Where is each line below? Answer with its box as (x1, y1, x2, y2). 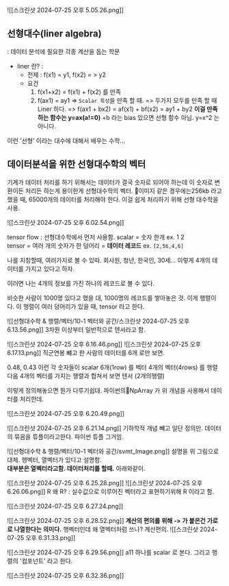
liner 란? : (16, 62, 44, 70)
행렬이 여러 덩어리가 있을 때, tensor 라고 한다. (23, 302, 145, 310)
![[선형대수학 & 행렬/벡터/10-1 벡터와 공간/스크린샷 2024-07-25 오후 (7, 317, 190, 325)
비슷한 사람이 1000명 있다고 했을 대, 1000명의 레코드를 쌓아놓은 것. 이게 (7, 293, 198, 302)
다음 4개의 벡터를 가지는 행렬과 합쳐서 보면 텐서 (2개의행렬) (7, 371, 165, 380)
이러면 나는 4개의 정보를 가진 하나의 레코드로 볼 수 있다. (7, 279, 155, 287)
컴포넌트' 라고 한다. (21, 557, 73, 565)
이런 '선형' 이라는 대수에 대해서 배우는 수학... (7, 136, 125, 145)
